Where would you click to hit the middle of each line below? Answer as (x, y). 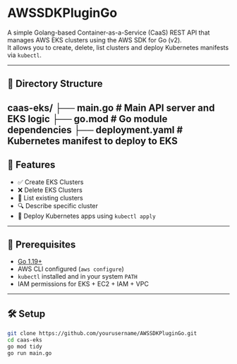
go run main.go (30, 353)
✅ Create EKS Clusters (50, 182)
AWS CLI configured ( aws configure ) (71, 269)
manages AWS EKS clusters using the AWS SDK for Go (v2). (95, 40)
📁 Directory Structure (55, 84)
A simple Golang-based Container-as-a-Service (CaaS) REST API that (109, 32)
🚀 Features (31, 165)
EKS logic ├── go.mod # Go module (87, 119)
